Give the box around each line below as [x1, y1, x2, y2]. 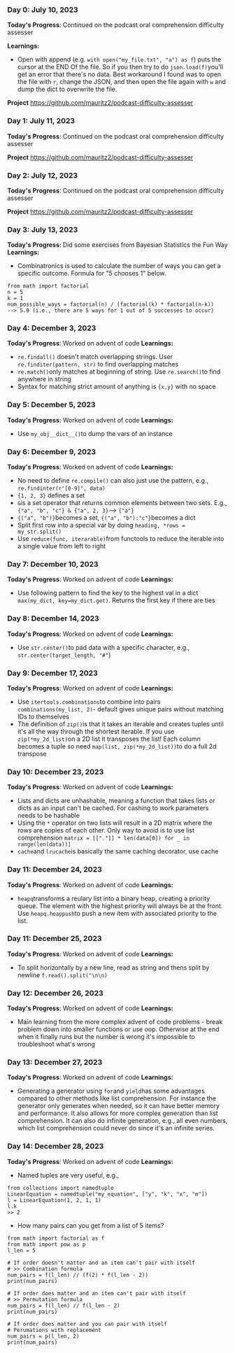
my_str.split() [17, 528, 62, 536]
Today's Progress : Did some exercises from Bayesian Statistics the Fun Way [7, 241, 229, 249]
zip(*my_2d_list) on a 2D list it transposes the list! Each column [17, 735, 201, 743]
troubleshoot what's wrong [17, 1040, 96, 1049]
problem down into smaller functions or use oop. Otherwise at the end [17, 1025, 220, 1033]
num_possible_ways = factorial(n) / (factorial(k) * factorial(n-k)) [7, 301, 215, 309]
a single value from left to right [17, 542, 106, 551]
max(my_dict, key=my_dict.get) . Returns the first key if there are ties [17, 596, 215, 604]
